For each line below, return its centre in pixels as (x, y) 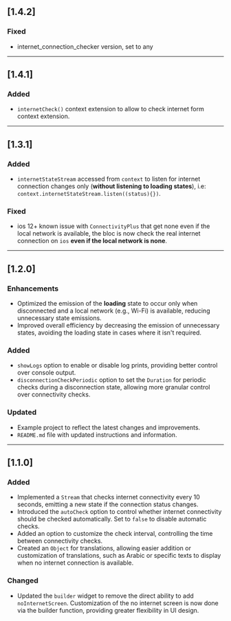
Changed (23, 580)
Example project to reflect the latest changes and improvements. (109, 427)
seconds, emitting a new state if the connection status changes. (108, 504)
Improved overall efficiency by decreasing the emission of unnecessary (118, 326)
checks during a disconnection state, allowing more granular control (114, 387)
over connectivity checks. (54, 394)
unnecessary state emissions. (59, 318)
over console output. (46, 373)
